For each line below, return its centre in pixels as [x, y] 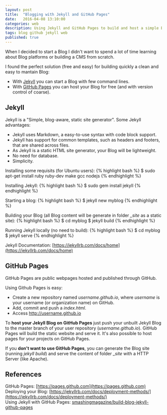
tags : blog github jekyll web [37, 33]
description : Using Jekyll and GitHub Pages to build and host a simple [82, 28]
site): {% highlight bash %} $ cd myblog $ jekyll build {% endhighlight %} [80, 220]
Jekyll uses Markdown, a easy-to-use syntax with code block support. [84, 134]
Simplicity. [23, 161]
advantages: [18, 125]
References [23, 374]
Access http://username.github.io [46, 313]
